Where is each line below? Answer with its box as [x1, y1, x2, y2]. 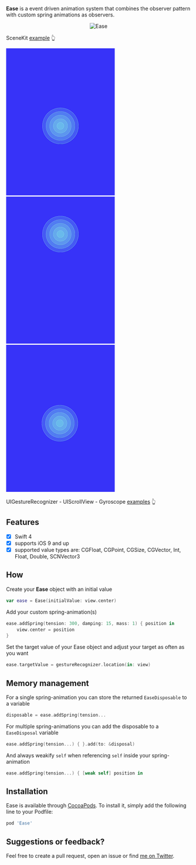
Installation [6, 787, 48, 797]
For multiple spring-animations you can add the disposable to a [6, 723, 159, 730]
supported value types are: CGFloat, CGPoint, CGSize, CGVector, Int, [14, 546, 181, 553]
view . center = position [16, 627, 75, 633]
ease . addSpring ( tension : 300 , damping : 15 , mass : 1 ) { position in [6, 620, 175, 626]
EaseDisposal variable [6, 729, 59, 736]
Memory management [6, 678, 89, 688]
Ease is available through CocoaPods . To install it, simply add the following [6, 802, 187, 809]
